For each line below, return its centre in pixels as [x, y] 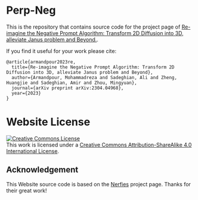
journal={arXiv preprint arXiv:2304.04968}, [68, 88]
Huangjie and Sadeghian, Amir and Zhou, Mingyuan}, [72, 83]
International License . [33, 151]
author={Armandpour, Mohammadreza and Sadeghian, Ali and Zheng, [95, 77]
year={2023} [27, 93]
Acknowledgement [42, 170]
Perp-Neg [31, 10]
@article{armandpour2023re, [41, 62]
